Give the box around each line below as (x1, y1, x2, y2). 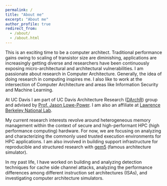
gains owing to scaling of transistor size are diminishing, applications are (5, 54, 157, 60)
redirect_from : (5, 26, 37, 31)
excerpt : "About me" (5, 17, 49, 22)
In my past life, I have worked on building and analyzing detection (5, 159, 142, 165)
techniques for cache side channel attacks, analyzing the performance (5, 164, 153, 170)
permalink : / (5, 7, 33, 13)
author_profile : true (5, 21, 51, 27)
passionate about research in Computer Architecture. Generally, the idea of (5, 71, 162, 77)
